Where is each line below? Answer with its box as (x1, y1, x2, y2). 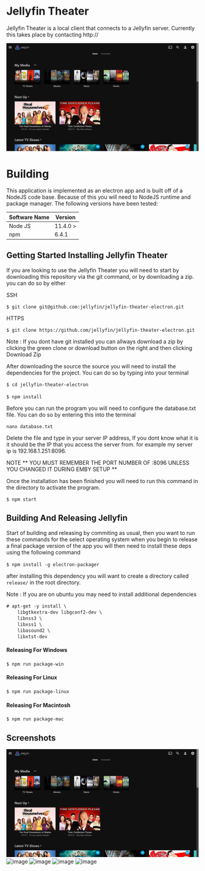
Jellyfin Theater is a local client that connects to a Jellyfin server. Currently (6, 24, 195, 32)
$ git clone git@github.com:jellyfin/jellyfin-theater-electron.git (6, 304, 184, 310)
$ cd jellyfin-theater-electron (6, 381, 88, 388)
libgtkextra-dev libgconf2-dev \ (17, 609, 103, 615)
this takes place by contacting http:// (6, 30, 99, 38)
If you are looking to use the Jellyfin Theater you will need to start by (6, 267, 179, 274)
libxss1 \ (17, 621, 43, 628)
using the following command (6, 548, 81, 556)
